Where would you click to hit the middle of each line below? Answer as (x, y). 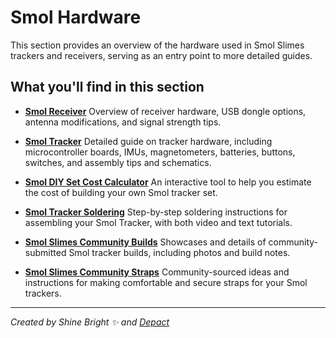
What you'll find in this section (107, 87)
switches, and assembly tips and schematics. (118, 162)
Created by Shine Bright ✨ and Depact (90, 322)
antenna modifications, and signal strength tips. (123, 122)
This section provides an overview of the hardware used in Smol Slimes (157, 45)
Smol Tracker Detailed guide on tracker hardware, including (148, 141)
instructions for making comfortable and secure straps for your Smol (166, 282)
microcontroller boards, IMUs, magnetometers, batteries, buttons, (160, 152)
